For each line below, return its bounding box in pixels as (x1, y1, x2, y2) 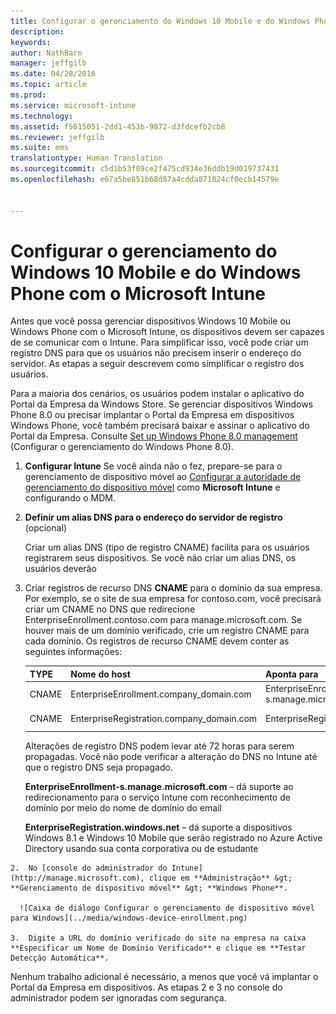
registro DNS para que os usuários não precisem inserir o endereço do (10, 347, 302, 359)
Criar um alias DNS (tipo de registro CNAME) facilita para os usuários (24, 541, 310, 554)
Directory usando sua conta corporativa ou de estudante (24, 842, 259, 854)
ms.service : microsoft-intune (10, 100, 137, 110)
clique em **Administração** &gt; (148, 873, 293, 883)
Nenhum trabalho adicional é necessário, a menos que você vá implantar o (10, 970, 319, 982)
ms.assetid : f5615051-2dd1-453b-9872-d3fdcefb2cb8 (10, 121, 226, 132)
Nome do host (70, 668, 131, 680)
